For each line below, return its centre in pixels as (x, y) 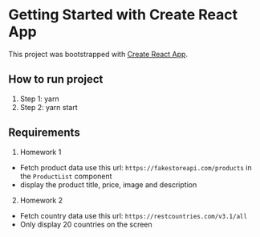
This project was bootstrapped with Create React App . (98, 54)
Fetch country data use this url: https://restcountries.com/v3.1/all (133, 215)
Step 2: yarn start (49, 107)
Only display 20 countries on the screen (86, 224)
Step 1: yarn (39, 99)
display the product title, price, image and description (108, 184)
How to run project (56, 79)
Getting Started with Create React (123, 15)
